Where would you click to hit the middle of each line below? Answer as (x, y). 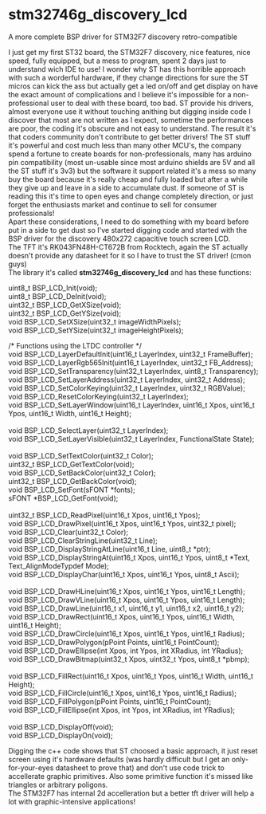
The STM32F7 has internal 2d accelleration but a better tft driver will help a (131, 793)
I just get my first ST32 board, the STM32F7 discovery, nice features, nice (129, 52)
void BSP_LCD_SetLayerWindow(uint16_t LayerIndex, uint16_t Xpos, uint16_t (131, 405)
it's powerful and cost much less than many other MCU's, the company (125, 145)
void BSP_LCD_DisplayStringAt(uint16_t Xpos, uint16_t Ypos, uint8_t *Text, (129, 557)
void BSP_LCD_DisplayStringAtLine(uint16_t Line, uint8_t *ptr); (110, 549)
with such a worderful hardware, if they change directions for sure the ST (129, 77)
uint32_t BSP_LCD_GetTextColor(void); (71, 464)
